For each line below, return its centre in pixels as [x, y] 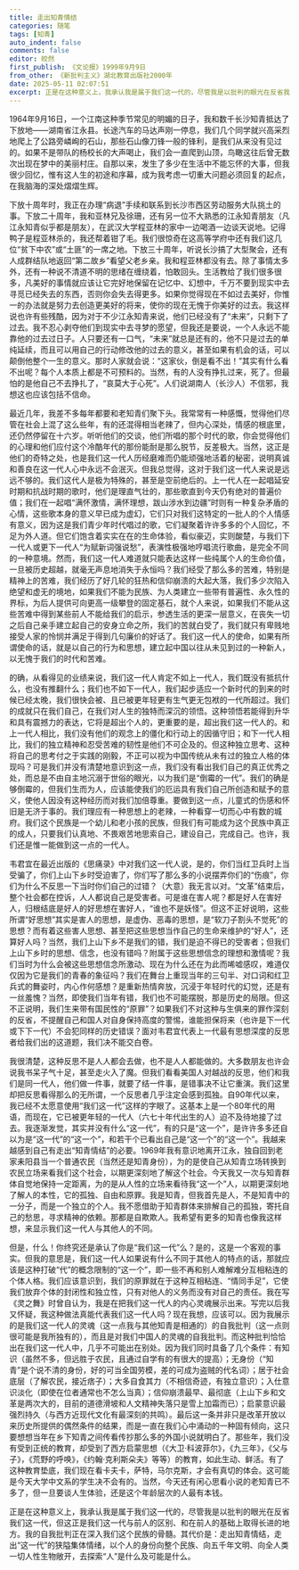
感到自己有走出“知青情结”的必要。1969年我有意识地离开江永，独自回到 [146, 1150]
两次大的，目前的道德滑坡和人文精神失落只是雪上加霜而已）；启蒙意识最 [155, 1403]
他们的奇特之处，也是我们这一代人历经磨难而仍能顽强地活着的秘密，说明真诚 [149, 458]
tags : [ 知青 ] [32, 34]
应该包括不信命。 [64, 394]
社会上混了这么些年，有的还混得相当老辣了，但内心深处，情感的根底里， [157, 424]
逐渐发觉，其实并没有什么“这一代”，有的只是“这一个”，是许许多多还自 [160, 1128]
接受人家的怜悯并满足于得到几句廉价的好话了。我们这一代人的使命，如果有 [145, 636]
